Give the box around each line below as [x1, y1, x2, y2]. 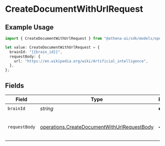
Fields [5, 81, 25, 89]
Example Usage [5, 23, 54, 31]
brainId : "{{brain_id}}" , [9, 49, 63, 55]
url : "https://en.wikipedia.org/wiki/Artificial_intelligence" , [14, 58, 148, 63]
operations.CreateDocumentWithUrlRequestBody [40, 123, 154, 130]
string [40, 105, 54, 112]
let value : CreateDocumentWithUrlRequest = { [5, 45, 100, 50]
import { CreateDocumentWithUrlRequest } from [5, 36, 102, 41]
